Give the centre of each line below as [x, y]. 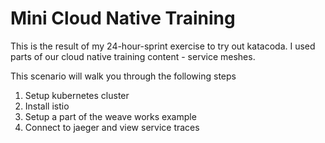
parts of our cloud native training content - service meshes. [133, 56]
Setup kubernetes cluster [77, 95]
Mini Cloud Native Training [123, 18]
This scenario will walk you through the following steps [123, 76]
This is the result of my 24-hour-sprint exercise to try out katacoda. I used [163, 46]
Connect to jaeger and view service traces [112, 127]
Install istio [47, 106]
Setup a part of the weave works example [110, 116]
